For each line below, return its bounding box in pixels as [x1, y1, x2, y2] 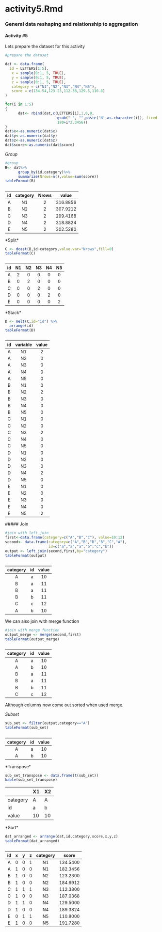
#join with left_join [5, 531, 49, 536]
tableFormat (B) [5, 178, 36, 184]
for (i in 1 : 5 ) [5, 102, 34, 107]
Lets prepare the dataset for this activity [5, 44, 85, 49]
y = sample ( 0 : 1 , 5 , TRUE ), [11, 75, 66, 80]
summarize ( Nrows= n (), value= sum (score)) [17, 174, 98, 179]
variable [15, 342, 32, 348]
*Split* [5, 237, 19, 243]
